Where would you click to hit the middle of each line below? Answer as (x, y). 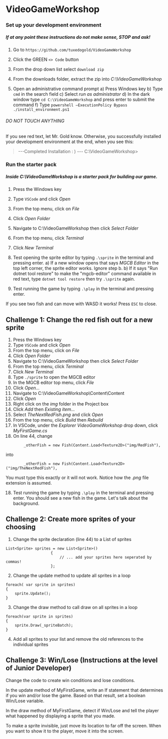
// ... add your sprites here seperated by (106, 557)
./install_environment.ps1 (41, 110)
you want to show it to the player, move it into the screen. (65, 731)
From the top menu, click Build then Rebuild (58, 420)
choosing (21, 527)
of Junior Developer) (39, 668)
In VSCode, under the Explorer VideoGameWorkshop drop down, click (86, 425)
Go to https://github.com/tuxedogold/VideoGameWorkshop (72, 50)
